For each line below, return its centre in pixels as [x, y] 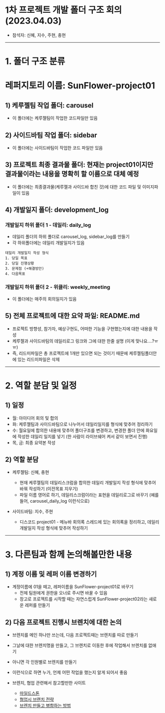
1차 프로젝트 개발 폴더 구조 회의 [64, 10]
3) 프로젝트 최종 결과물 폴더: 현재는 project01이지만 [79, 165]
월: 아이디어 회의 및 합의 [35, 418]
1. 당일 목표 [16, 258]
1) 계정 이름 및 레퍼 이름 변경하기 [51, 574]
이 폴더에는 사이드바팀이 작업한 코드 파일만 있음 [57, 147]
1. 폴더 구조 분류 [35, 61]
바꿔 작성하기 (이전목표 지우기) [49, 489]
